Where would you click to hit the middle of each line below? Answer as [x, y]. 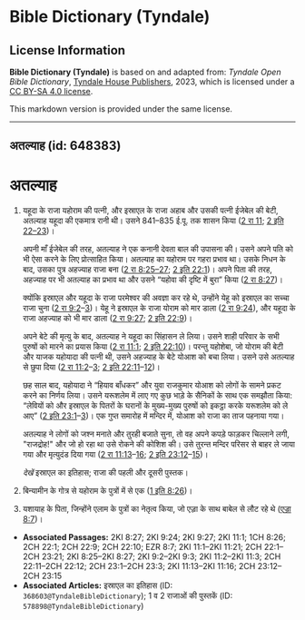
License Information [67, 50]
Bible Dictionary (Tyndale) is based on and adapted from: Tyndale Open [145, 72]
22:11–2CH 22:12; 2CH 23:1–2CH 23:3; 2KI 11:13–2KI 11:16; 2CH [139, 566]
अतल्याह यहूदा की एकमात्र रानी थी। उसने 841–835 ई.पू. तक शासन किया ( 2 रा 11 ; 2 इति [153, 221]
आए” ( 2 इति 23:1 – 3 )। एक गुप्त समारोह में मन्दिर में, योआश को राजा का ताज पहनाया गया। [153, 416]
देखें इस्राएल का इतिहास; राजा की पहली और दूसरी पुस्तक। [105, 473]
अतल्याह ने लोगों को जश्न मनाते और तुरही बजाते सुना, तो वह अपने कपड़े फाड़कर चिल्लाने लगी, [156, 434]
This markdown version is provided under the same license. [121, 109]
